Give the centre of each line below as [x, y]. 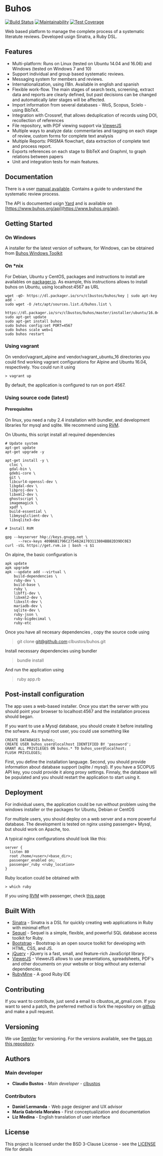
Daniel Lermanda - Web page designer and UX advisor [67, 1107]
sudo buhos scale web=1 [29, 330]
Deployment [24, 793]
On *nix [14, 266]
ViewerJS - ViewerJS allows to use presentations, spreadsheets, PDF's [83, 959]
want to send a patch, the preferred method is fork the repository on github [80, 1006]
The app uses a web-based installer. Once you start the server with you [77, 706]
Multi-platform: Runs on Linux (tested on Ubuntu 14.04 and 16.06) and [82, 63]
